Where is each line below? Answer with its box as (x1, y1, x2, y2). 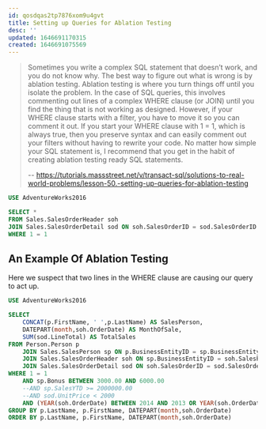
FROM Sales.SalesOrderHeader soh (8, 215, 119, 224)
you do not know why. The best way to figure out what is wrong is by (27, 71, 253, 81)
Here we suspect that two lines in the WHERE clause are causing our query (8, 273, 253, 283)
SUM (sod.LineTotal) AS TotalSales (22, 333, 136, 341)
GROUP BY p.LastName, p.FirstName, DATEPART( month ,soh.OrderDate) (8, 406, 232, 415)
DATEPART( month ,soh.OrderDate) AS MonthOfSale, (22, 326, 182, 333)
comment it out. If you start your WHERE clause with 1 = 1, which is (27, 122, 245, 131)
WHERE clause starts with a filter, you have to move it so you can (27, 113, 240, 122)
